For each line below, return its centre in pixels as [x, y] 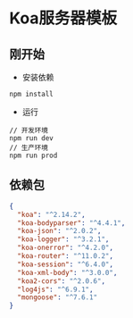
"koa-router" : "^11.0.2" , [66, 256]
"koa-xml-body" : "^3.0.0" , [67, 272]
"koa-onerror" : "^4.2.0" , [66, 248]
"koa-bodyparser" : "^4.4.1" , [71, 223]
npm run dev [31, 138]
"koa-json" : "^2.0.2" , [59, 231]
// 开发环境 [29, 130]
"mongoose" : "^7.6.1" [58, 297]
